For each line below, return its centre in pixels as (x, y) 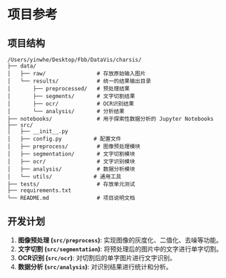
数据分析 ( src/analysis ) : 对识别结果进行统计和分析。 (95, 267)
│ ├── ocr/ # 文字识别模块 (71, 161)
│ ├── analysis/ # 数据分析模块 (71, 169)
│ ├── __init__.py (38, 132)
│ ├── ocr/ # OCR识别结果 (71, 104)
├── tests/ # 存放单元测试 (71, 184)
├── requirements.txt (40, 191)
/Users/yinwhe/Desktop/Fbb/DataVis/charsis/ (75, 60)
